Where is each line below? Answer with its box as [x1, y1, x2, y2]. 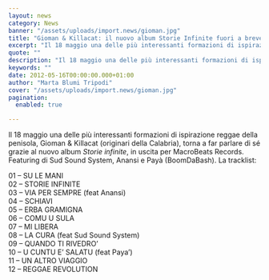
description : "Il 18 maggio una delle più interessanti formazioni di [8, 57, 249, 65]
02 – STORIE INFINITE [8, 179, 81, 189]
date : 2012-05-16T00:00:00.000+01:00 [8, 71, 134, 79]
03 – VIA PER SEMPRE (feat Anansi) [8, 188, 126, 198]
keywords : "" [8, 64, 52, 72]
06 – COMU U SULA [8, 214, 74, 223]
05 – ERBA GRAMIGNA [8, 205, 83, 214]
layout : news [8, 11, 52, 20]
